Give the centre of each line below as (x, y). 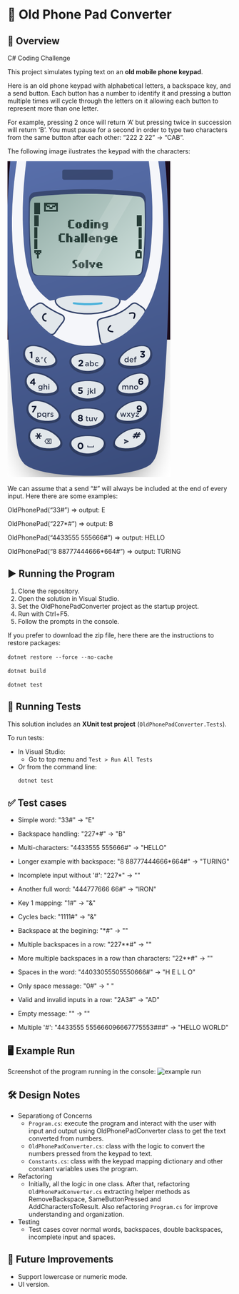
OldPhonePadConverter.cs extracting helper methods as (109, 1191)
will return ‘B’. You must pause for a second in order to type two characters (118, 130)
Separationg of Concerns (55, 1116)
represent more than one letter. (53, 108)
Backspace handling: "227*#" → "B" (72, 834)
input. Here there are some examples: (63, 496)
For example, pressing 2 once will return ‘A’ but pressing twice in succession (119, 122)
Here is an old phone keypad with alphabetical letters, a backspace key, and (119, 86)
